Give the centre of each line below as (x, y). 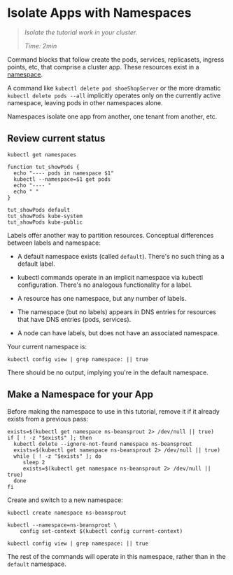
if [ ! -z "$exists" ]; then (50, 438)
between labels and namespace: (54, 243)
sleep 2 (34, 462)
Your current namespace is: (47, 346)
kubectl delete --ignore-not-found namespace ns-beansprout (103, 444)
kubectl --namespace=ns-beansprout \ (62, 525)
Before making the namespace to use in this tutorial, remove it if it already (114, 411)
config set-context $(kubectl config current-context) (101, 531)
